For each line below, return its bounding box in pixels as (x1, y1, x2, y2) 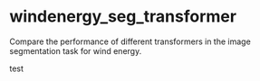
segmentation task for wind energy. (9, 45, 142, 56)
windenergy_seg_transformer (9, 6, 237, 27)
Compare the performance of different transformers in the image (9, 36, 251, 47)
